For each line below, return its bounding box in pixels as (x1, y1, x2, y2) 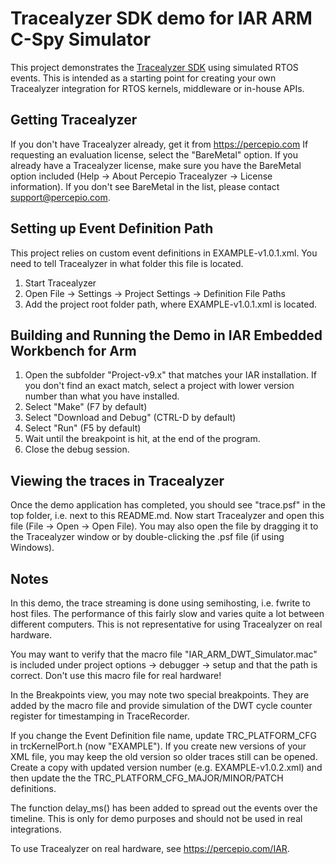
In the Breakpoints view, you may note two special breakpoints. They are (10, 689, 310, 701)
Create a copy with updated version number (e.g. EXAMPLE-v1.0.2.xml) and (10, 762, 323, 773)
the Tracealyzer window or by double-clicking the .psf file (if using (10, 531, 285, 543)
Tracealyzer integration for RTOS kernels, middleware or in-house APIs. (10, 82, 305, 94)
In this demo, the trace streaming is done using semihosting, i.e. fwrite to (10, 597, 311, 609)
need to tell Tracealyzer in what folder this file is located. (10, 257, 244, 269)
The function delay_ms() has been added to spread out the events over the (10, 802, 318, 814)
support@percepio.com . (10, 191, 111, 203)
